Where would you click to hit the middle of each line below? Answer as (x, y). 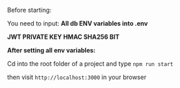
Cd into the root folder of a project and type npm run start (90, 64)
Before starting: (29, 10)
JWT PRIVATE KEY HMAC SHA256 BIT (63, 37)
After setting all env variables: (51, 50)
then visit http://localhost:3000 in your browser (77, 77)
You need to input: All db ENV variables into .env (78, 23)
